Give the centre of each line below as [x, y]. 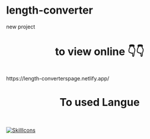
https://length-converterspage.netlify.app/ [58, 78]
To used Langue [100, 103]
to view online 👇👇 [100, 52]
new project [21, 27]
